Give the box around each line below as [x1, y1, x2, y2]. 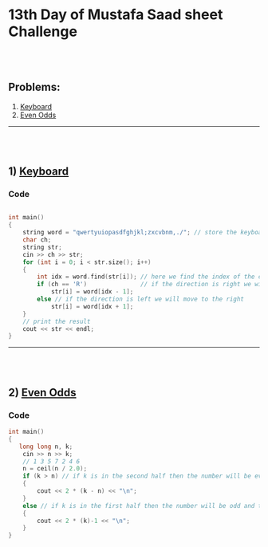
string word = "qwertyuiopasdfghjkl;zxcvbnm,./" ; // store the [22, 229, 238, 237]
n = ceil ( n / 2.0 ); [22, 465, 88, 473]
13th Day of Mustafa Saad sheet [8, 6, 223, 24]
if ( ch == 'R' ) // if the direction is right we [37, 281, 251, 289]
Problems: [8, 81, 61, 94]
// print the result [22, 317, 91, 325]
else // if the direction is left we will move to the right [37, 295, 245, 304]
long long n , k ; [18, 443, 73, 451]
